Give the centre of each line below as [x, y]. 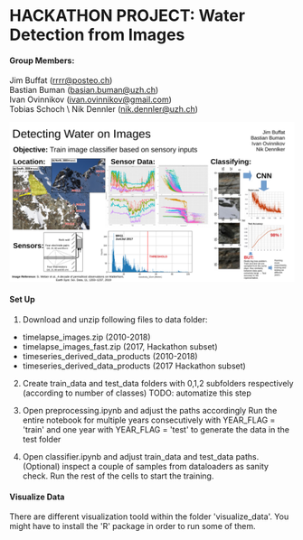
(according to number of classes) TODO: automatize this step [137, 393]
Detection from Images [97, 35]
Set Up [23, 300]
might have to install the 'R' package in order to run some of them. [133, 526]
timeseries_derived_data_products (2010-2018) [110, 357]
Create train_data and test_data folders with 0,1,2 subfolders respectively [158, 384]
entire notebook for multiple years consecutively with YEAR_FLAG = [149, 420]
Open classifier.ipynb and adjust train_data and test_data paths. [141, 457]
